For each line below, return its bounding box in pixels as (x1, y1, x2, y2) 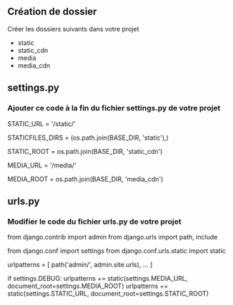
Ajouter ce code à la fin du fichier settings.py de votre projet (7, 103, 221, 113)
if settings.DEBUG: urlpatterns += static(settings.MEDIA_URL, (7, 274, 188, 283)
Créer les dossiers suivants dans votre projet (7, 24, 139, 33)
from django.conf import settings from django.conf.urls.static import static (7, 247, 227, 255)
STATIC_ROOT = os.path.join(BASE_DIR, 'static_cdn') (7, 147, 163, 155)
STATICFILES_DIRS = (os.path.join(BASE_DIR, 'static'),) (7, 133, 169, 142)
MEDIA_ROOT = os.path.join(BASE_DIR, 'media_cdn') (7, 175, 164, 183)
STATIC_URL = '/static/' (7, 119, 76, 128)
